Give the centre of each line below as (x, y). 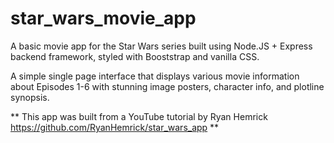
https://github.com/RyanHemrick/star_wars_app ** (115, 127)
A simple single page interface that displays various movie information (155, 76)
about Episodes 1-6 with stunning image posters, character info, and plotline (167, 86)
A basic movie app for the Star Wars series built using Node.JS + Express (161, 46)
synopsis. (30, 97)
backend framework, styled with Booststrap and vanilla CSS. (135, 56)
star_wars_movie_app (103, 18)
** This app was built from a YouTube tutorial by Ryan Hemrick (139, 116)
